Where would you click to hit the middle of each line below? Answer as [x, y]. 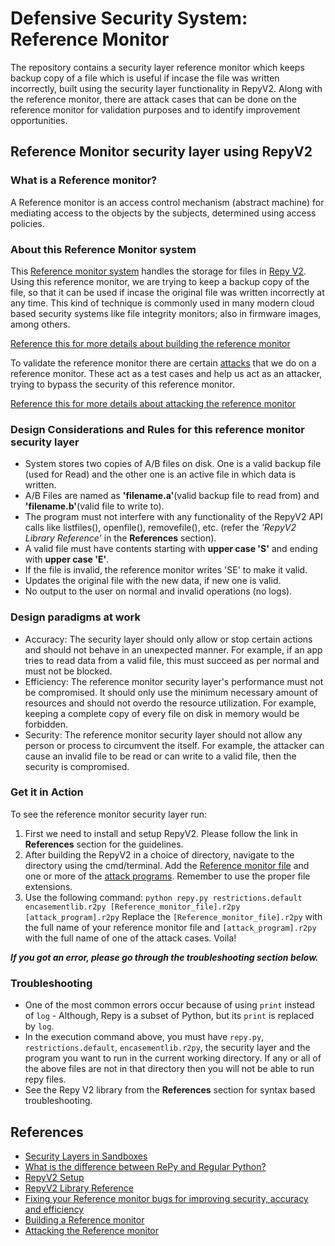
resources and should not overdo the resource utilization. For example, [170, 703]
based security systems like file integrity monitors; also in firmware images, [166, 313]
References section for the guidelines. [104, 844]
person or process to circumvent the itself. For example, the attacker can [174, 745]
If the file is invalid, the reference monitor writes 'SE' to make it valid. [166, 570]
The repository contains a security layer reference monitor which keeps [157, 67]
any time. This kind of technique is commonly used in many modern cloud [162, 303]
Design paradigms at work [75, 617]
